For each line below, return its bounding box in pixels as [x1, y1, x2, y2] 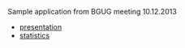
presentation [19, 22, 62, 31]
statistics [19, 31, 50, 40]
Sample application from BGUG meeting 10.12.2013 [7, 7, 178, 16]
